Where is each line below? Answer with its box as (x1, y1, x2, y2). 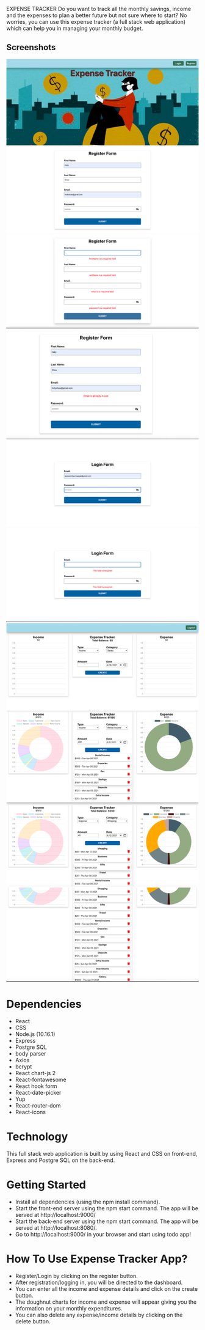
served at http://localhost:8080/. (15, 1224, 97, 1231)
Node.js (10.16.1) (15, 1030, 56, 1038)
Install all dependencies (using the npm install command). (15, 1198, 160, 1205)
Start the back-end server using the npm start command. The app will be (15, 1218, 199, 1225)
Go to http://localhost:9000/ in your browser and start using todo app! (15, 1230, 191, 1238)
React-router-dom (15, 1101, 61, 1109)
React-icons (15, 1108, 46, 1115)
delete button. (15, 1317, 51, 1325)
